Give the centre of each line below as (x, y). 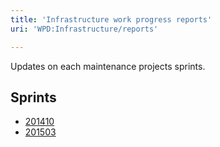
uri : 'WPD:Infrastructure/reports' (84, 29)
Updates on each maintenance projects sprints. (108, 66)
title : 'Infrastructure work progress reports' (111, 19)
